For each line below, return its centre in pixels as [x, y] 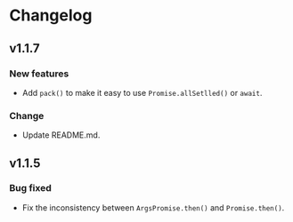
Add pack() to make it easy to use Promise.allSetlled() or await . [142, 92]
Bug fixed [30, 188]
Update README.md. [61, 135]
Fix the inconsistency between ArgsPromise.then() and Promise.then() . [153, 207]
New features [39, 74]
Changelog [51, 16]
